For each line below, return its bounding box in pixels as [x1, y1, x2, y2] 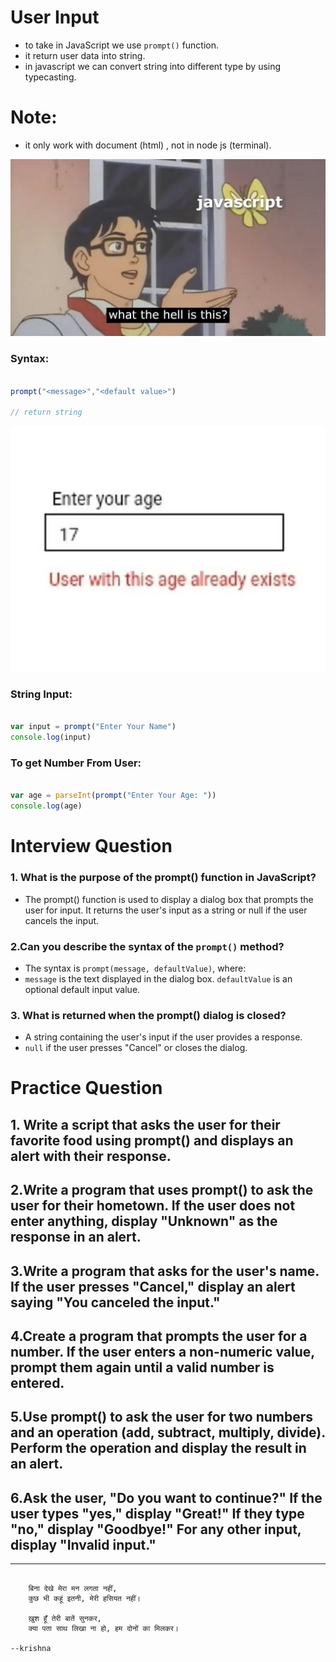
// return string [10, 407, 83, 418]
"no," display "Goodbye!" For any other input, [10, 1521, 302, 1538]
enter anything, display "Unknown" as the [10, 1213, 278, 1230]
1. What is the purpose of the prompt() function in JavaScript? [10, 871, 317, 885]
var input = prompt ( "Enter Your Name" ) [10, 722, 177, 732]
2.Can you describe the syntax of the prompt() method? [10, 939, 285, 953]
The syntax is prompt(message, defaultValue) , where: [24, 962, 247, 974]
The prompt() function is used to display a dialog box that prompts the [24, 893, 314, 905]
